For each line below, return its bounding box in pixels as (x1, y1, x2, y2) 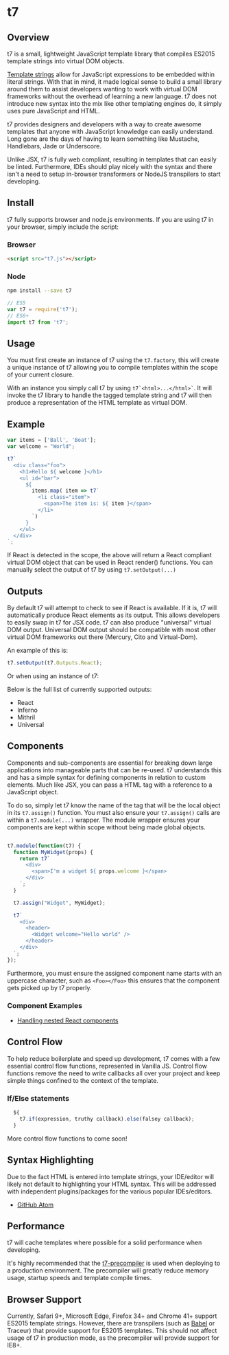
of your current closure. (7, 370, 74, 379)
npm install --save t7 (7, 287, 72, 294)
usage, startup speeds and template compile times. (7, 1274, 152, 1282)
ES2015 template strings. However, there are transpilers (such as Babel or (7, 1319, 215, 1328)
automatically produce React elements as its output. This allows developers (7, 611, 221, 619)
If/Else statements (7, 1093, 70, 1103)
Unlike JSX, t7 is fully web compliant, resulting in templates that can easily (7, 155, 217, 164)
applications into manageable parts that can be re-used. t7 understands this (7, 765, 221, 774)
